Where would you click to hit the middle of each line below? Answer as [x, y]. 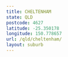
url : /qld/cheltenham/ [34, 39]
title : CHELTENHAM [29, 12]
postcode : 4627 [25, 23]
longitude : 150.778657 [34, 34]
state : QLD [20, 17]
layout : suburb [25, 45]
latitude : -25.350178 [33, 28]
